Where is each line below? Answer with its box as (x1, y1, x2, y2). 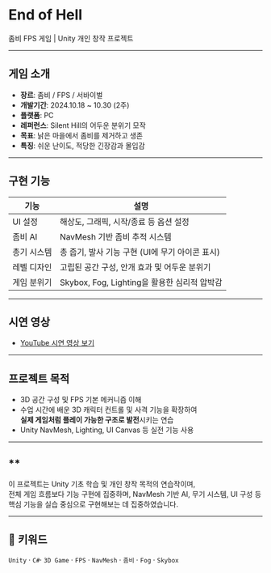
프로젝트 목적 (8, 371, 70, 385)
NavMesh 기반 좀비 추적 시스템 (59, 231, 172, 242)
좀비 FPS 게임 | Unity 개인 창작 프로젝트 (8, 33, 134, 43)
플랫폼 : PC (19, 110, 54, 120)
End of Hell (8, 6, 83, 24)
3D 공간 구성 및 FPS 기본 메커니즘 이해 (19, 395, 142, 405)
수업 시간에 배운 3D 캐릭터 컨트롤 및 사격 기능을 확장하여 (19, 405, 198, 414)
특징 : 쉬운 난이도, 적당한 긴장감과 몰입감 (19, 140, 145, 151)
